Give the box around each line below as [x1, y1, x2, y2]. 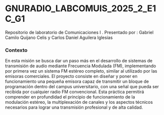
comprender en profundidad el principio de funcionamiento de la [5, 94, 135, 100]
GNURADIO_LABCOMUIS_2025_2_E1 [5, 3, 156, 14]
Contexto [5, 47, 28, 54]
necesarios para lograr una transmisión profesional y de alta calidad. [5, 104, 143, 110]
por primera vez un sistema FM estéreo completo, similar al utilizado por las [5, 68, 158, 74]
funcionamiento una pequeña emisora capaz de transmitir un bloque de [5, 78, 149, 84]
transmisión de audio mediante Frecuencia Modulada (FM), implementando [5, 63, 156, 69]
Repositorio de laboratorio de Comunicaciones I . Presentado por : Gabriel [5, 29, 154, 35]
